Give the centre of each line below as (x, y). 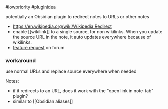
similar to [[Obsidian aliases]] (43, 101)
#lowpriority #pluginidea (31, 7)
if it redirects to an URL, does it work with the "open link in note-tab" (83, 91)
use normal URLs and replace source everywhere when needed (71, 71)
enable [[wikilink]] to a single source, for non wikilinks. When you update (88, 32)
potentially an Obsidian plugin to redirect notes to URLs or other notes (77, 17)
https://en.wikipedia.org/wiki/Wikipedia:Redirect (62, 26)
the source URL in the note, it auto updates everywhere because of (82, 37)
